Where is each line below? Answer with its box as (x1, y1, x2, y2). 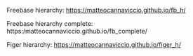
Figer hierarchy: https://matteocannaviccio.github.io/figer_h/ (6, 41, 182, 48)
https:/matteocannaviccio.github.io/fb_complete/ (6, 27, 148, 35)
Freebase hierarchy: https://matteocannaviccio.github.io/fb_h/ (6, 6, 187, 14)
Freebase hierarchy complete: (6, 20, 93, 27)
